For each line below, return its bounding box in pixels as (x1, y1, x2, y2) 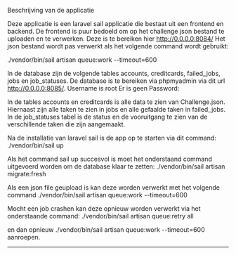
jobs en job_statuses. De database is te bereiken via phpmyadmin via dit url (7, 77, 225, 85)
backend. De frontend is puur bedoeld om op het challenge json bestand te (7, 27, 225, 35)
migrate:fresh (7, 170, 47, 178)
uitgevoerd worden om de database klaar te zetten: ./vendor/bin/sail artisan (7, 162, 225, 171)
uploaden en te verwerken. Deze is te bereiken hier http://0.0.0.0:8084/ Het (7, 34, 226, 43)
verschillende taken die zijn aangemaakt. (7, 120, 126, 129)
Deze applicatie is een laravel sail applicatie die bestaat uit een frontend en (7, 20, 224, 27)
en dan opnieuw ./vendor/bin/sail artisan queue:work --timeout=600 (7, 225, 205, 234)
